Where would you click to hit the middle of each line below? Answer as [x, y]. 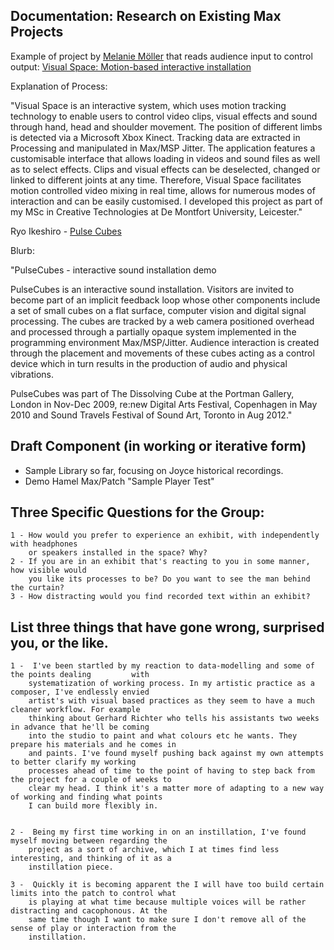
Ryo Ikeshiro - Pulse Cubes [66, 231]
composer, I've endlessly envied [80, 692]
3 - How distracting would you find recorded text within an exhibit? [160, 597]
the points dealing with [80, 675]
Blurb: [22, 250]
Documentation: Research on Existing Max [146, 16]
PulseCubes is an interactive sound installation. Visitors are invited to [152, 289]
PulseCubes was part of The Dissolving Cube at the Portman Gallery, [152, 393]
